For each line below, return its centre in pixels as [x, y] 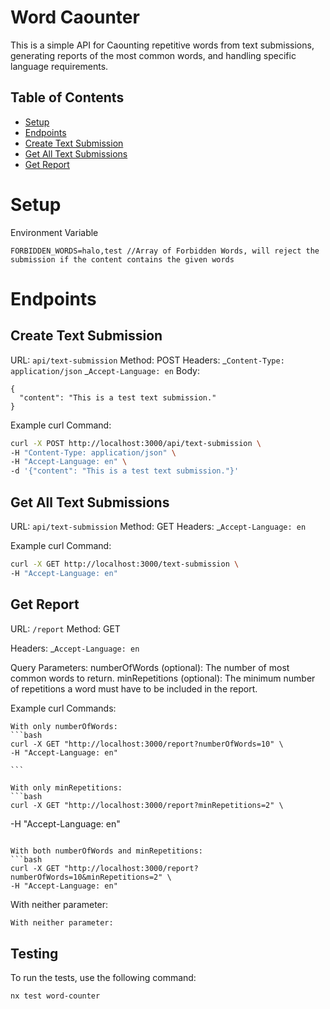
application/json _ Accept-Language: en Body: [105, 370]
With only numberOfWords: [64, 726]
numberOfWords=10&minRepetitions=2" [86, 877]
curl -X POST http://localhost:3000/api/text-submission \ [136, 443]
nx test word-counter [55, 996]
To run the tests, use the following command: [103, 978]
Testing [34, 953]
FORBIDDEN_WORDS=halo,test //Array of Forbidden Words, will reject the [165, 251]
